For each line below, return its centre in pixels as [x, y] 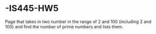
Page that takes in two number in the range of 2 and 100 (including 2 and [78, 22]
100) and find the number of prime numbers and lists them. [64, 26]
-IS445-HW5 [32, 8]
